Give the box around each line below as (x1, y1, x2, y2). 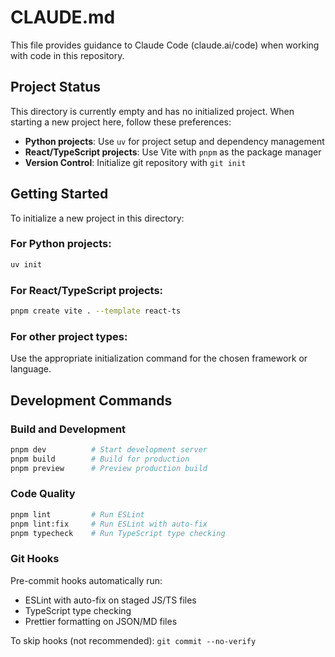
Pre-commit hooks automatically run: (10, 574, 163, 586)
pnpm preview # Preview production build (10, 463, 208, 473)
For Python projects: (10, 237, 112, 251)
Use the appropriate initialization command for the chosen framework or (10, 352, 308, 365)
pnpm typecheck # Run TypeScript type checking (10, 528, 226, 538)
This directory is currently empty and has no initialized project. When (10, 105, 295, 117)
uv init (10, 259, 43, 270)
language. (10, 363, 52, 375)
